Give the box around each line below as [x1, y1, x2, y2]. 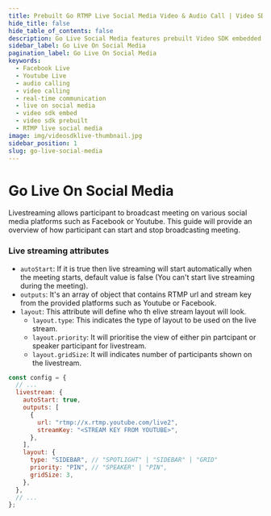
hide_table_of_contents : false [8, 27, 114, 35]
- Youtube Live [15, 72, 67, 80]
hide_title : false [8, 19, 70, 27]
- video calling [15, 86, 70, 95]
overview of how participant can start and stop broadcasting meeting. [8, 225, 240, 235]
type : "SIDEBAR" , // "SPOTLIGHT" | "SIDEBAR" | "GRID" [29, 456, 219, 464]
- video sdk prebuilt [15, 117, 89, 125]
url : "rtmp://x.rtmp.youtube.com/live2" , [37, 418, 179, 427]
